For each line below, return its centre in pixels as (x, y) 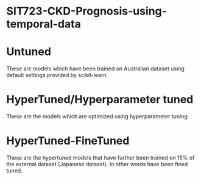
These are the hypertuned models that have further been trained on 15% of (100, 158)
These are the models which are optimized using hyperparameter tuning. (98, 117)
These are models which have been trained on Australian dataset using (95, 69)
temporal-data (44, 24)
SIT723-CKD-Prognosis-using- (87, 11)
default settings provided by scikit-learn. (57, 75)
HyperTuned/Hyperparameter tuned (100, 100)
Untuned (29, 52)
